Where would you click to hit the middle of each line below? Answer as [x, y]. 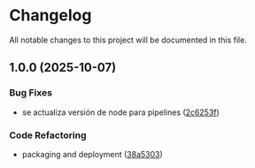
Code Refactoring [48, 135]
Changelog [50, 15]
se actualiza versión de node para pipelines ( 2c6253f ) [120, 112]
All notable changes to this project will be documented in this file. [128, 40]
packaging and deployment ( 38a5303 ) [93, 154]
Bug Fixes [31, 93]
